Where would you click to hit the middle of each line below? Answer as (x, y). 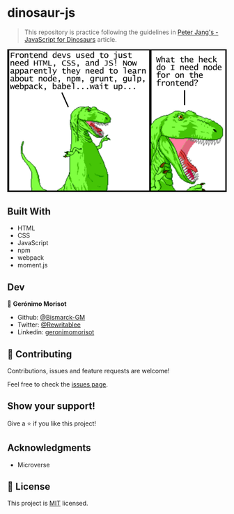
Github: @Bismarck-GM (51, 318)
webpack (30, 258)
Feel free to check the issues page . (57, 384)
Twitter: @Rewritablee (49, 325)
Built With (29, 211)
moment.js (32, 265)
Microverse (33, 465)
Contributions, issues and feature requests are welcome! (88, 371)
